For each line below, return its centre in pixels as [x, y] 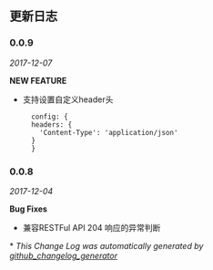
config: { [50, 117]
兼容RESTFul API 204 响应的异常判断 [91, 227]
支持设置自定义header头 [68, 99]
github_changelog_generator [64, 255]
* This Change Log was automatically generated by [106, 245]
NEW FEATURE [38, 80]
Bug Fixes [29, 209]
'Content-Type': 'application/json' [109, 132]
